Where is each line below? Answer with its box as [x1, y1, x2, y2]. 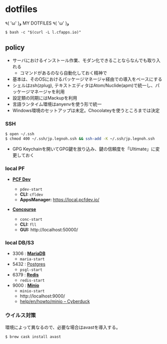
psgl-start [19, 267, 43, 272]
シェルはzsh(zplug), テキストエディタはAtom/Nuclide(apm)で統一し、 [12, 82, 156, 88]
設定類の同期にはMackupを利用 [12, 95, 77, 101]
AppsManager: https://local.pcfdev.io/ [19, 197, 100, 203]
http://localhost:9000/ [19, 293, 65, 299]
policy [5, 44, 25, 52]
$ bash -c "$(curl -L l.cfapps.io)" [5, 30, 81, 35]
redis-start [19, 278, 45, 283]
